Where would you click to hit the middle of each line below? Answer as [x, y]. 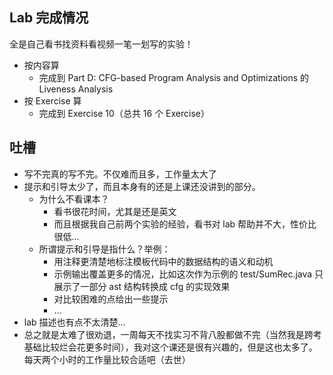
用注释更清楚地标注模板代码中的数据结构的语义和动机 [163, 261]
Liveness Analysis [76, 89]
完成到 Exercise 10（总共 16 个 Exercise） [124, 113]
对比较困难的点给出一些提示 [111, 299]
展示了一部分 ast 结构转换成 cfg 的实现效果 [142, 286]
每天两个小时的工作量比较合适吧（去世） [107, 359]
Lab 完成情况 [49, 18]
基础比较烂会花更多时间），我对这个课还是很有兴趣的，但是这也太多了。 [170, 347]
